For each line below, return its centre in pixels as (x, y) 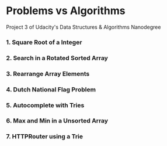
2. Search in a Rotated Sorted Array (57, 58)
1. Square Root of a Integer (44, 42)
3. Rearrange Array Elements (48, 73)
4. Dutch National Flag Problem (51, 89)
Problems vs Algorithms (66, 11)
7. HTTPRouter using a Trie (45, 137)
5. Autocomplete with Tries (45, 105)
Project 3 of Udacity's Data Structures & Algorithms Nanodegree (83, 27)
